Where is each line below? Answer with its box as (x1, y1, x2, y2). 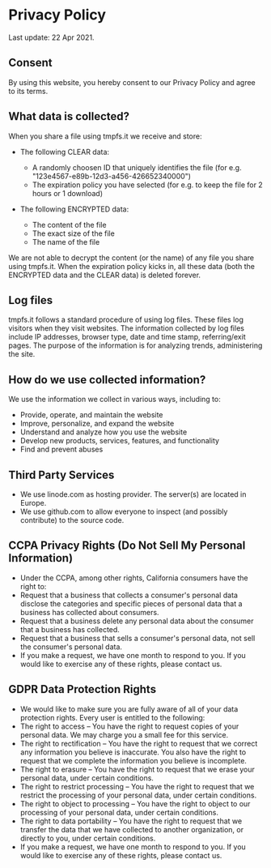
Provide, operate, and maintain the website (19, 410, 163, 420)
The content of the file (32, 220, 107, 229)
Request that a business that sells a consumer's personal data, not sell (19, 633, 256, 643)
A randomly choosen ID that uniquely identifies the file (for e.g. (32, 162, 242, 172)
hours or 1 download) (32, 188, 104, 198)
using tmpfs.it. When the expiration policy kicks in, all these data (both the (8, 261, 255, 271)
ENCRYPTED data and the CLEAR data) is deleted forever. (8, 270, 201, 280)
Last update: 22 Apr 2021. (8, 32, 95, 42)
